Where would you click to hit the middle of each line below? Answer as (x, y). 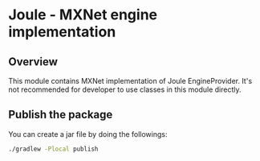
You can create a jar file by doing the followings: (88, 134)
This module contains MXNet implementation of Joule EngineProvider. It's (130, 81)
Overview (33, 62)
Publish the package (61, 115)
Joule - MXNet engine (83, 15)
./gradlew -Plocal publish (53, 149)
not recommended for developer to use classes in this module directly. (125, 89)
